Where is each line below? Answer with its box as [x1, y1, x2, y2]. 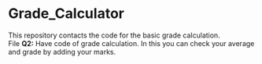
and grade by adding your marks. [8, 47, 116, 56]
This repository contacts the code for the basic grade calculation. [8, 30, 220, 40]
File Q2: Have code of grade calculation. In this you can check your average [8, 38, 255, 48]
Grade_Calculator [8, 5, 124, 23]
